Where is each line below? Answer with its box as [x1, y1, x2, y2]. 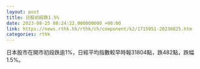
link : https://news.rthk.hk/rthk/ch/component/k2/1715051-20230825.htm [6, 25, 192, 32]
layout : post [6, 8, 40, 15]
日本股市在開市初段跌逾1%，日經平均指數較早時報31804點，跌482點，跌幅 [6, 49, 195, 56]
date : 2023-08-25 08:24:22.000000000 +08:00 [6, 20, 121, 26]
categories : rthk [6, 31, 51, 38]
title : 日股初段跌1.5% [6, 15, 60, 21]
